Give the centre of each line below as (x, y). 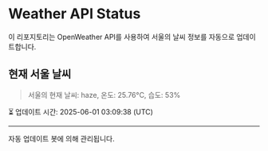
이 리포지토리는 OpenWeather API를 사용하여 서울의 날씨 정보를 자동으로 (122, 37)
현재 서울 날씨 (40, 74)
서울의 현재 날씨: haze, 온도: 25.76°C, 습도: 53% (104, 95)
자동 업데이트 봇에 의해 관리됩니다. (61, 138)
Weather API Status (75, 14)
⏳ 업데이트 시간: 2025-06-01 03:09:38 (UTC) (81, 111)
